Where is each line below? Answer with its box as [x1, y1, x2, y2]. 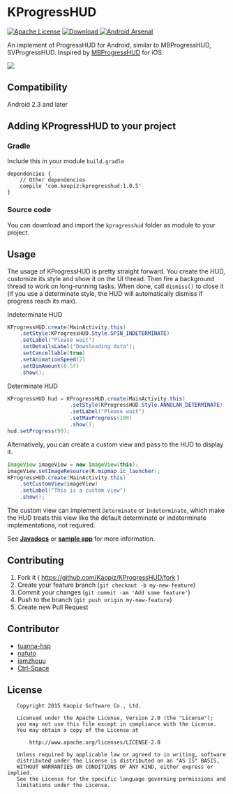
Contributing [7, 555, 64, 567]
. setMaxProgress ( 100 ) [69, 414, 133, 422]
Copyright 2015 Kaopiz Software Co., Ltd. [16, 703, 142, 710]
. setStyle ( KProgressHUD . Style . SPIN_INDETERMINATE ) [20, 330, 170, 337]
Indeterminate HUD [7, 310, 63, 318]
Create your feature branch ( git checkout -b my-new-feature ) [17, 580, 196, 589]
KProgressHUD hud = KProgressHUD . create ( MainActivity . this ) [7, 395, 186, 402]
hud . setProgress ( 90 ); [7, 427, 70, 435]
